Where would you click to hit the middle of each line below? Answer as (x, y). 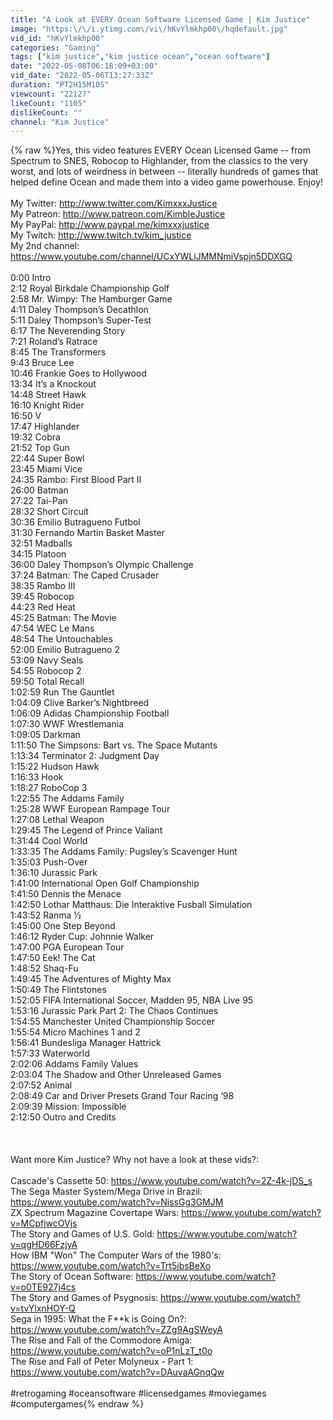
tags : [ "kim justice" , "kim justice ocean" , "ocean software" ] (140, 57)
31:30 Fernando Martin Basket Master (87, 533)
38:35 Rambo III (43, 586)
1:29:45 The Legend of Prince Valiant (86, 830)
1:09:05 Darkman (45, 735)
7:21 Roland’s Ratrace (54, 342)
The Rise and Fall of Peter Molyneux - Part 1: (102, 1362)
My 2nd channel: (45, 246)
